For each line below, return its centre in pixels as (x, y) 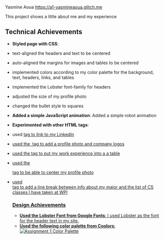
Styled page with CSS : (35, 44)
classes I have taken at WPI (40, 192)
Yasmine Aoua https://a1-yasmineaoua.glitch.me (54, 7)
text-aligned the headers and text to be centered (61, 53)
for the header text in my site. (49, 221)
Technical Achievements (44, 32)
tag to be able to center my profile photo (53, 172)
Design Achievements (39, 205)
